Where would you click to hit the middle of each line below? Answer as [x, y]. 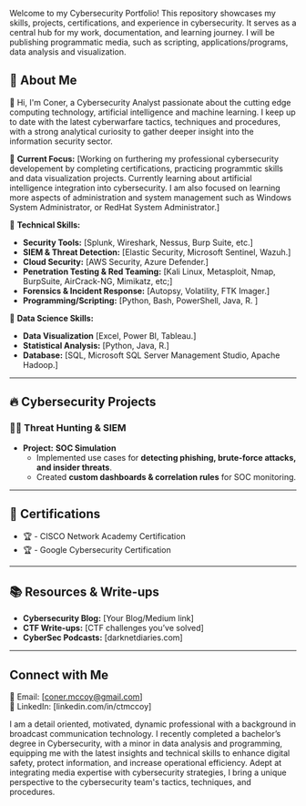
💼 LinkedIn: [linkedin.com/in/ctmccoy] [81, 706]
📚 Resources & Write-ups [84, 592]
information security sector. [61, 141]
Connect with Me [59, 674]
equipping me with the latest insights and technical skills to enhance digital [150, 753]
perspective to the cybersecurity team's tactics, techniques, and [131, 781]
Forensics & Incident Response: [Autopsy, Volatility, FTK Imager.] [146, 291]
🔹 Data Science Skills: [51, 318]
